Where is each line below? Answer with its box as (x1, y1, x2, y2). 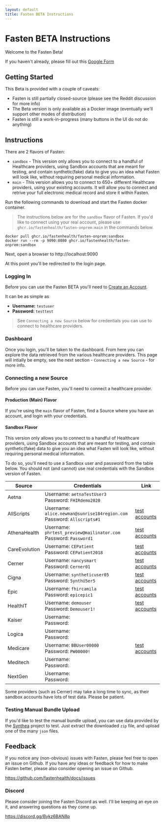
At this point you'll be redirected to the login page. (5, 261, 107, 267)
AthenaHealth (7, 529, 39, 536)
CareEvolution (7, 546, 40, 553)
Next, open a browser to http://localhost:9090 (5, 251, 98, 257)
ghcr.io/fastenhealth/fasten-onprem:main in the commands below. (17, 225, 154, 230)
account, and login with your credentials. (5, 413, 87, 419)
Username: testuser (12, 303, 55, 309)
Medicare (7, 645, 29, 652)
